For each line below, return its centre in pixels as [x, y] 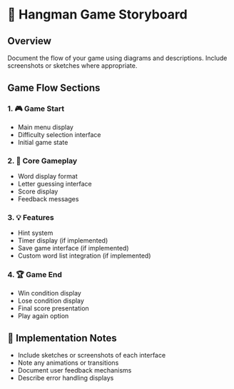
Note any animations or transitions [68, 363]
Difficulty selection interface [59, 134]
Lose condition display [51, 300]
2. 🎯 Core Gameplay [42, 161]
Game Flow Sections [54, 88]
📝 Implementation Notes [62, 338]
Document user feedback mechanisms [75, 370]
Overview [30, 41]
